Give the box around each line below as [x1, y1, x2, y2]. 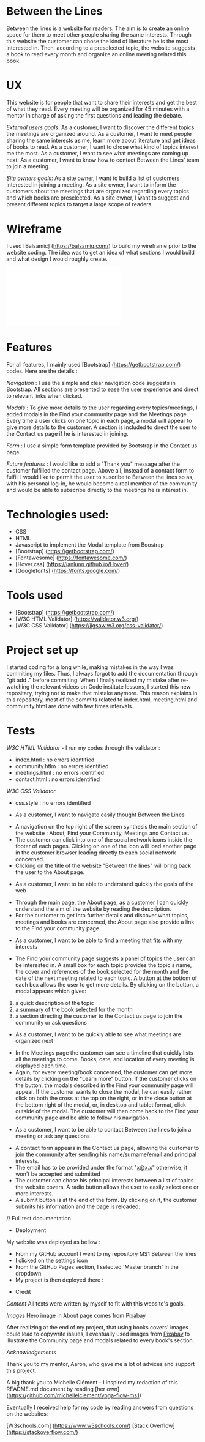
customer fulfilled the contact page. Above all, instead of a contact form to [6, 466, 195, 474]
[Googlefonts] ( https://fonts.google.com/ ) [15, 567, 121, 574]
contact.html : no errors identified [15, 775, 100, 783]
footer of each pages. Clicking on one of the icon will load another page [15, 842, 197, 850]
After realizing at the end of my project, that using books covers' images [6, 1323, 188, 1331]
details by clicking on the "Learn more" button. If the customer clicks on [15, 1075, 197, 1082]
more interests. [15, 1189, 54, 1197]
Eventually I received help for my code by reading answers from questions [6, 1403, 194, 1411]
